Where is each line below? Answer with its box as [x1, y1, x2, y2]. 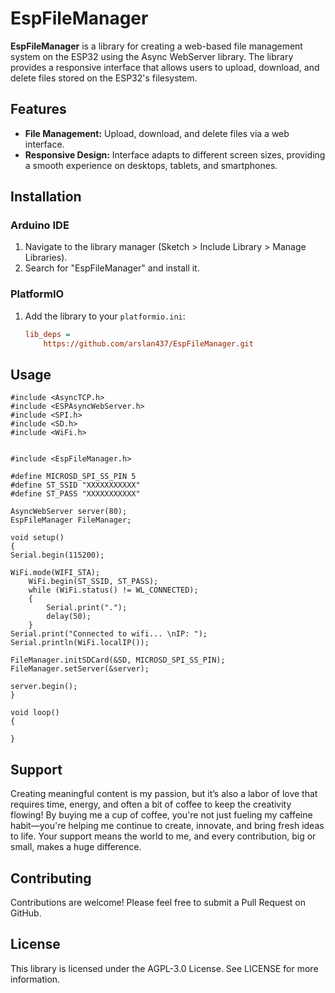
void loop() [10, 708, 60, 718]
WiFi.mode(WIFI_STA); [10, 568, 101, 578]
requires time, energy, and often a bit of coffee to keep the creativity [10, 798, 292, 811]
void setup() [10, 533, 65, 543]
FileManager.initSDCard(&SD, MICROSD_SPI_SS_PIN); [10, 655, 226, 666]
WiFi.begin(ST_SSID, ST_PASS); [28, 577, 159, 587]
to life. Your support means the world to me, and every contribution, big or [10, 830, 317, 842]
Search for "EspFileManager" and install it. [24, 262, 200, 274]
